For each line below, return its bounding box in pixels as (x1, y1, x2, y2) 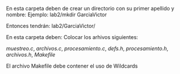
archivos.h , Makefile (6, 51, 56, 58)
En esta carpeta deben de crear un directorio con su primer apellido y (6, 5, 175, 12)
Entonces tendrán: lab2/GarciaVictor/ (6, 23, 96, 29)
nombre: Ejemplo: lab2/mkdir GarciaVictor (6, 11, 107, 18)
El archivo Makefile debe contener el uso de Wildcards (6, 62, 138, 69)
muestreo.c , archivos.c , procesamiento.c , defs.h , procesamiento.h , (6, 45, 169, 52)
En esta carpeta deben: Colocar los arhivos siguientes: (6, 34, 138, 40)
